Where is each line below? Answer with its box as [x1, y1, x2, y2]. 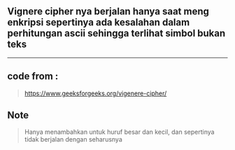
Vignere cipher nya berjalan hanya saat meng [7, 6, 210, 18]
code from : [7, 70, 59, 83]
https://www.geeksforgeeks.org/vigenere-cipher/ [24, 89, 167, 97]
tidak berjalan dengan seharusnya [24, 135, 122, 144]
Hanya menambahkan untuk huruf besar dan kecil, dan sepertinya [24, 128, 215, 136]
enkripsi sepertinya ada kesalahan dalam [7, 17, 190, 29]
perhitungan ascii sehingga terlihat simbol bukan [7, 27, 226, 39]
